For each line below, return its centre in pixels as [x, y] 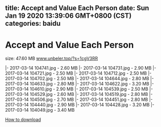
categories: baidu [33, 23]
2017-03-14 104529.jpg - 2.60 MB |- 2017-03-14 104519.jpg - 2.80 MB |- [79, 94]
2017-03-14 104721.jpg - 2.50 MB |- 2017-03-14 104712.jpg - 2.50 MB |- [78, 73]
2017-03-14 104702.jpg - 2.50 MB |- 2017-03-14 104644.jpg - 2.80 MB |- [80, 79]
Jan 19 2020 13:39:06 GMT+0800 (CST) [68, 16]
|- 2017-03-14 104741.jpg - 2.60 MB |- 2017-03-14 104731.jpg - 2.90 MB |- [81, 68]
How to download [23, 120]
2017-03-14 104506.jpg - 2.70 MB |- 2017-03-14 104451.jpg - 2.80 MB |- [79, 100]
